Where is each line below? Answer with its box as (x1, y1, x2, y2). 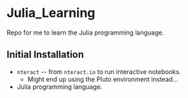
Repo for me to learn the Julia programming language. (6, 28, 164, 37)
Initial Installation (6, 49, 84, 61)
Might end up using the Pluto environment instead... (27, 75, 178, 83)
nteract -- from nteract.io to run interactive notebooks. (16, 67, 182, 75)
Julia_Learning (6, 5, 96, 21)
